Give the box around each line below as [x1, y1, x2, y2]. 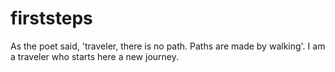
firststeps [10, 7, 93, 30]
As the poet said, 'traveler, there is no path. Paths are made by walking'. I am [10, 40, 326, 52]
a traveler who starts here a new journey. [10, 50, 180, 62]
